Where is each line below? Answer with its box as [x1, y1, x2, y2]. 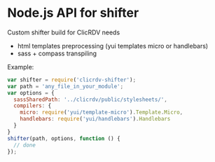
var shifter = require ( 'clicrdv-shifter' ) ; [7, 76, 137, 83]
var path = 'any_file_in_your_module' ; [7, 83, 124, 90]
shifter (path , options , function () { [7, 135, 120, 142]
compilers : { [13, 102, 52, 109]
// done [13, 142, 36, 149]
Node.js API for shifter [7, 5, 139, 21]
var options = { [7, 89, 55, 96]
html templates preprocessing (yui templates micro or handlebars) [17, 41, 209, 50]
